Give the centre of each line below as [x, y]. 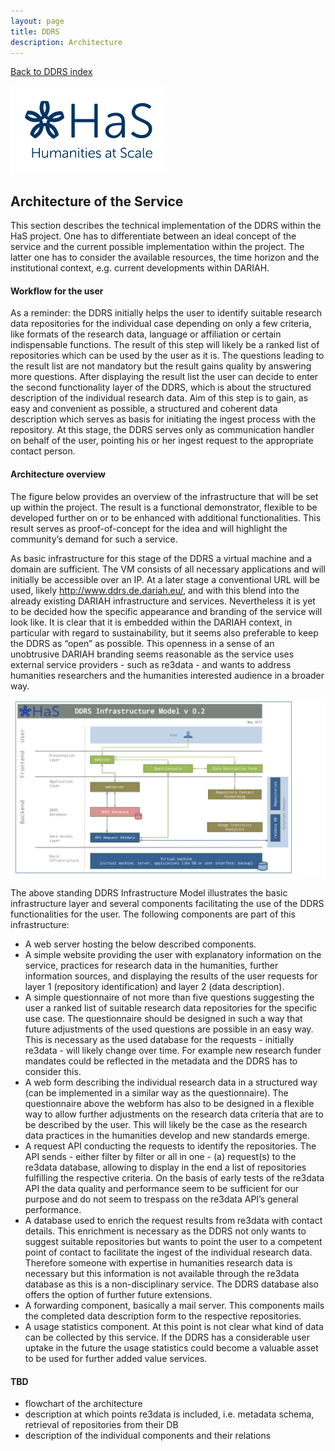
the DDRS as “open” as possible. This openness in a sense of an [142, 643]
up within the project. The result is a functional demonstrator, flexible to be [164, 507]
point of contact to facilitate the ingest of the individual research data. [168, 1252]
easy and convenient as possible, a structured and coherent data [144, 409]
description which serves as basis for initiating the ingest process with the [163, 419]
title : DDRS [35, 31]
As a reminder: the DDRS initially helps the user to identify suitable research [166, 313]
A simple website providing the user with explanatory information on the [173, 955]
